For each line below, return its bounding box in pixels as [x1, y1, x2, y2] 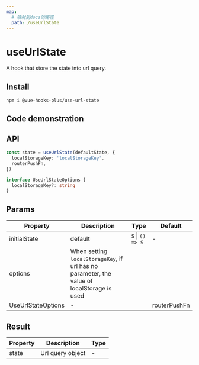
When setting [70, 247, 108, 256]
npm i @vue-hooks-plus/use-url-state [6, 98, 99, 104]
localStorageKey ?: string [11, 182, 76, 188]
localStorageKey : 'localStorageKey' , [11, 155, 105, 161]
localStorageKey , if [70, 255, 123, 263]
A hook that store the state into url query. [6, 64, 107, 72]
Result [6, 321, 31, 331]
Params [6, 204, 35, 214]
